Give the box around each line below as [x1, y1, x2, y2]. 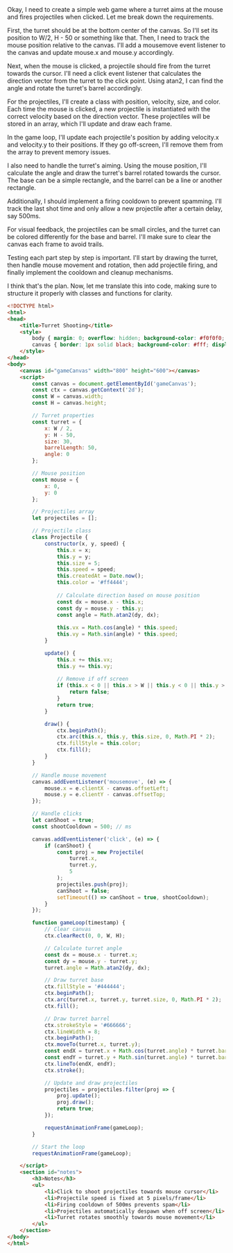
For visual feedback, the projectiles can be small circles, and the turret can [7, 225, 221, 234]
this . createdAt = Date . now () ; [56, 572, 144, 580]
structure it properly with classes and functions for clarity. [7, 289, 173, 297]
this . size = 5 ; [56, 560, 101, 567]
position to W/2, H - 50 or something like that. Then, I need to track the [7, 33, 210, 42]
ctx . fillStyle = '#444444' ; [44, 983, 126, 990]
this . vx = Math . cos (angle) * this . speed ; [56, 624, 178, 631]
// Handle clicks [32, 810, 82, 818]
